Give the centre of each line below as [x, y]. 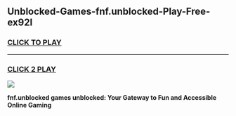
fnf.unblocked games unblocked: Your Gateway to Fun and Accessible [112, 97]
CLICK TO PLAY [34, 43]
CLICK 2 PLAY [32, 69]
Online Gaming [29, 105]
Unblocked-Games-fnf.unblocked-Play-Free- [109, 12]
